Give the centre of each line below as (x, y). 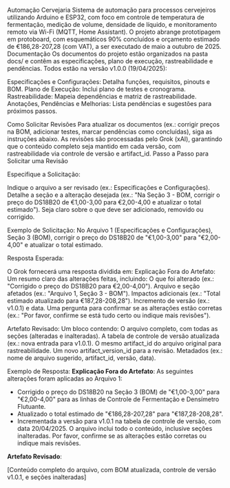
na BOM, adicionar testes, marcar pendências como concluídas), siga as (110, 131)
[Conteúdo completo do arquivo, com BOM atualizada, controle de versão (112, 470)
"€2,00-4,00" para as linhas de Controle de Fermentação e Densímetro (118, 399)
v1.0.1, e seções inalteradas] (47, 477)
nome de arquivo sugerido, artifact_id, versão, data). (82, 358)
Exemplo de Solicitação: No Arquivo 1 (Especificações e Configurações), (110, 230)
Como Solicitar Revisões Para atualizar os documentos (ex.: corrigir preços (114, 124)
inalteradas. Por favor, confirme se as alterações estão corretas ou (112, 436)
